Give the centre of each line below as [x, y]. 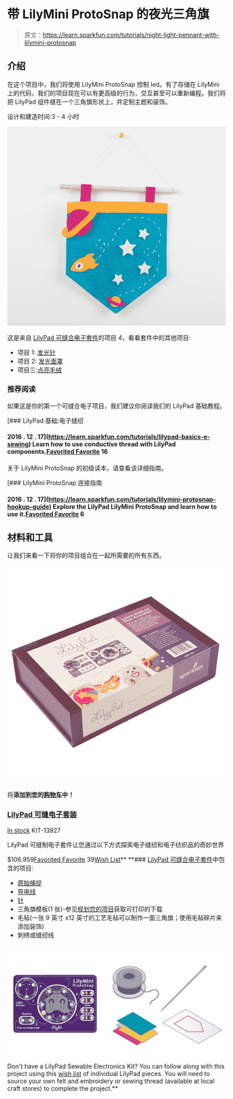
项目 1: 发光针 [36, 352]
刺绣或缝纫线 [35, 935]
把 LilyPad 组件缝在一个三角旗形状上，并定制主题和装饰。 [89, 101]
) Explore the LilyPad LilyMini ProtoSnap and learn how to [133, 506]
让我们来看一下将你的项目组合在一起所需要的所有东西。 [86, 555]
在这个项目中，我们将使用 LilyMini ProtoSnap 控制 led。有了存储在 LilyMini [113, 84]
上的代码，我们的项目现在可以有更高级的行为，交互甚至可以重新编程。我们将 [116, 93]
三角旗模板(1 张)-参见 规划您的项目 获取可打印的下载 [90, 909]
